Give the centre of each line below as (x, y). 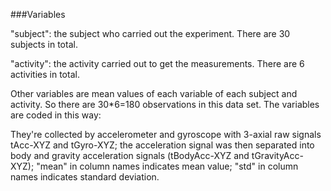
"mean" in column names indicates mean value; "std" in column (167, 166)
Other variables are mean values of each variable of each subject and (154, 93)
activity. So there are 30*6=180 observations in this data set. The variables (165, 104)
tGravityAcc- (277, 155)
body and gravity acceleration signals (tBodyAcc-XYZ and (130, 155)
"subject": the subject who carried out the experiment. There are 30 (150, 33)
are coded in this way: (56, 115)
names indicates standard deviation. (85, 177)
